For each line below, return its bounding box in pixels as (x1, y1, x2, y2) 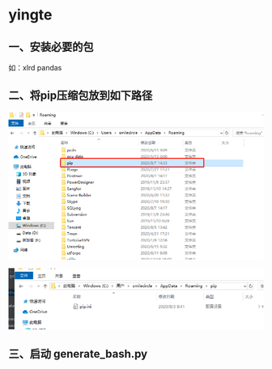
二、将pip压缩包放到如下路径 (8, 89, 153, 103)
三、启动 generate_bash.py (8, 347, 148, 361)
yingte (8, 6, 53, 24)
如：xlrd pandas (8, 63, 62, 72)
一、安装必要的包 (8, 40, 94, 53)
